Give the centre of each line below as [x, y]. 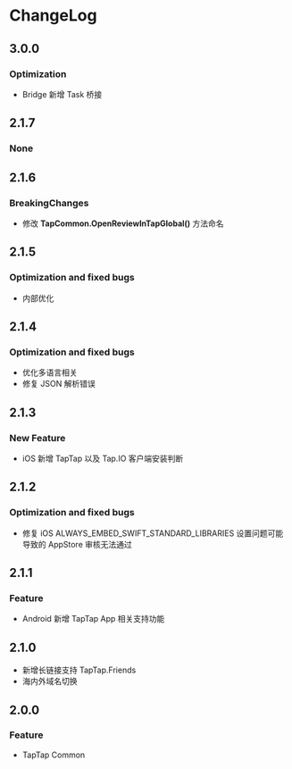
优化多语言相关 [50, 372]
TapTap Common [54, 755]
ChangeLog [53, 16]
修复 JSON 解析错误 [58, 384]
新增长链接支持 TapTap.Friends [79, 670]
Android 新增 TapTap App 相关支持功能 [93, 619]
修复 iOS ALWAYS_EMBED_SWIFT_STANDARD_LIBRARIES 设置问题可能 [153, 533]
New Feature [38, 438]
